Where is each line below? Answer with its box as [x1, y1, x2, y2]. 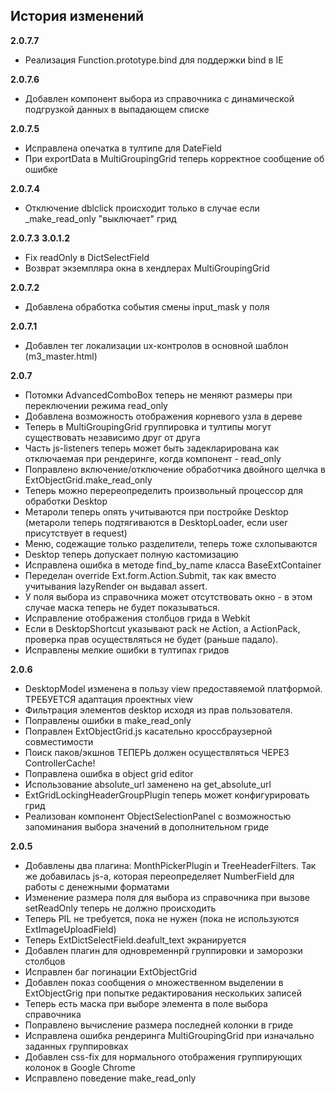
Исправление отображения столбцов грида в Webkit [24, 612, 251, 624]
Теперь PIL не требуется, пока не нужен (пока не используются [24, 912, 300, 924]
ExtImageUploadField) [24, 923, 117, 935]
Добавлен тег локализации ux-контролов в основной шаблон [24, 339, 289, 351]
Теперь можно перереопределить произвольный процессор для [24, 484, 304, 496]
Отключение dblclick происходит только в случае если [24, 202, 260, 214]
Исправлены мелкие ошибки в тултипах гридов [24, 644, 230, 656]
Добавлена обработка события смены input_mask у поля [24, 300, 270, 313]
